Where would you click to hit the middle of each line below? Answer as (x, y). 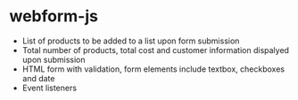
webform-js (54, 16)
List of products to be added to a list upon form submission (131, 41)
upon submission (54, 59)
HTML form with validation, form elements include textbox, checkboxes (153, 69)
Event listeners (50, 88)
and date (38, 78)
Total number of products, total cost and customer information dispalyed (156, 50)
